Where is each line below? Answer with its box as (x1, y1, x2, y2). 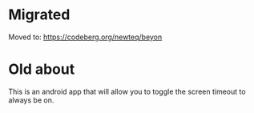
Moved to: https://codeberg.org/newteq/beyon (8, 32, 163, 42)
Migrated (8, 6, 71, 24)
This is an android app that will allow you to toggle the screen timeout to (8, 87, 246, 96)
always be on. (8, 95, 54, 105)
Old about (8, 60, 75, 79)
